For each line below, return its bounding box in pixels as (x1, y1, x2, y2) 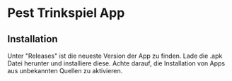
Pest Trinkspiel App (7, 5, 125, 21)
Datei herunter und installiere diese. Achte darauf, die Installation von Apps (7, 59, 225, 68)
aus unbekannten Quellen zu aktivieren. (7, 67, 123, 75)
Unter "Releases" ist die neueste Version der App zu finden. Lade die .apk (7, 51, 223, 60)
